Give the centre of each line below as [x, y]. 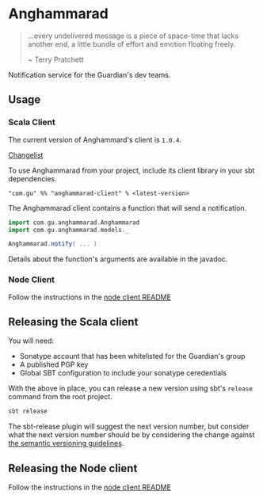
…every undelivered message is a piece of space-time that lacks [133, 36]
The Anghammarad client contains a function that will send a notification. [128, 208]
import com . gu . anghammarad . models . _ [69, 230]
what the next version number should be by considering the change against [131, 435]
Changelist [26, 154]
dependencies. [32, 178]
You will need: [31, 341]
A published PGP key [54, 364]
